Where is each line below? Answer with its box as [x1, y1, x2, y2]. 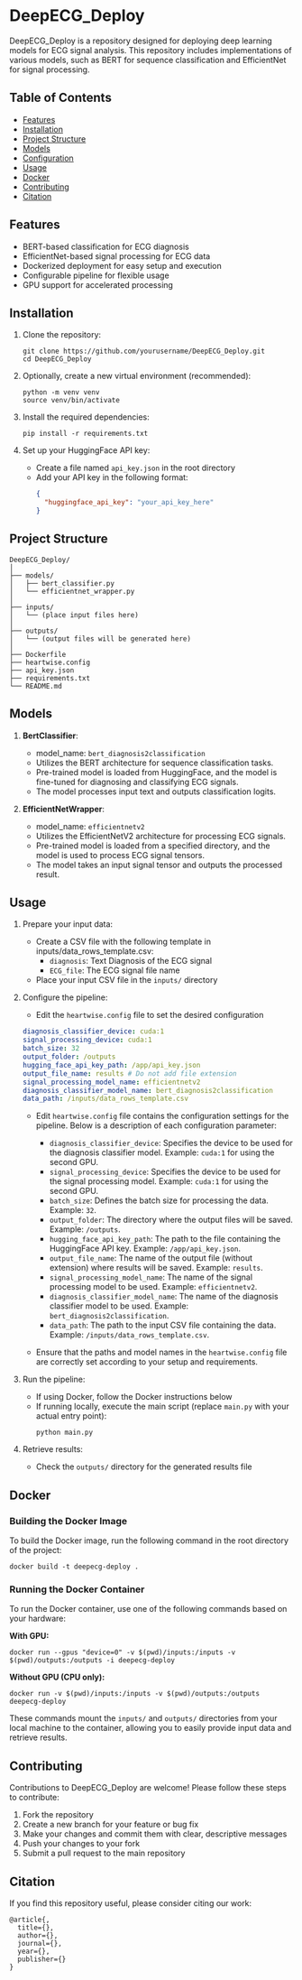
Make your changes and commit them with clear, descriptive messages [22, 1828, 288, 1839]
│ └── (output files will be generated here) [9, 634, 192, 643]
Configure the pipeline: [22, 992, 108, 1003]
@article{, [9, 1915, 50, 1924]
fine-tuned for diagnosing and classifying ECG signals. [35, 776, 239, 787]
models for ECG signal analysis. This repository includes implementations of [9, 44, 292, 55]
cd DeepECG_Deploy [22, 355, 92, 364]
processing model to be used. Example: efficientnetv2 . [49, 1281, 258, 1292]
